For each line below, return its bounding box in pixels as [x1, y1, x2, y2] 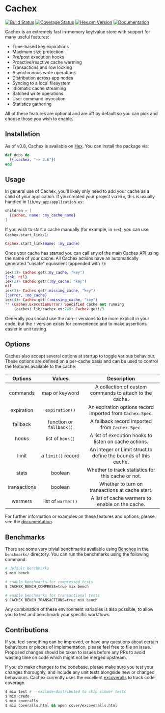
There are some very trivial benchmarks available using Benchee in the [5, 546, 149, 552]
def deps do [5, 152, 29, 157]
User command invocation [12, 95, 66, 101]
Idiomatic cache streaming [12, 85, 66, 91]
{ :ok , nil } [5, 274, 27, 279]
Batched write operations [12, 90, 64, 96]
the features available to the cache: [5, 363, 77, 369]
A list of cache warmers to [90, 495, 151, 502]
